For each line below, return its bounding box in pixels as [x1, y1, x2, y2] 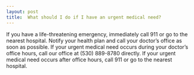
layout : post [6, 8, 39, 15]
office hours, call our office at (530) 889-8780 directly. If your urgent [6, 49, 176, 57]
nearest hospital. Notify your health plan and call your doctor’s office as [6, 37, 182, 44]
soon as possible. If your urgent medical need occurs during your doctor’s [6, 43, 189, 51]
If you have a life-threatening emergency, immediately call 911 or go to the [6, 30, 188, 37]
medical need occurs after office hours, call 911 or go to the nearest [6, 56, 173, 63]
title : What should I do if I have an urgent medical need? [6, 14, 162, 20]
